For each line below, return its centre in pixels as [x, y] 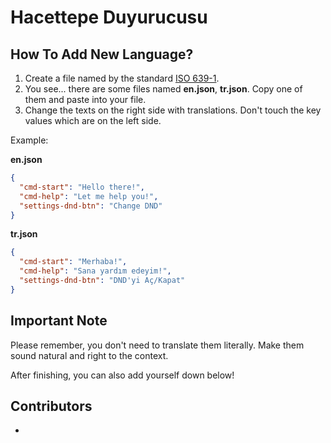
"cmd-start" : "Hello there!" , [82, 187]
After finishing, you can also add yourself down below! [122, 375]
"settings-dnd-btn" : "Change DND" [91, 206]
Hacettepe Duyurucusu [109, 17]
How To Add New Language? [102, 54]
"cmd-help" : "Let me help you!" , [89, 196]
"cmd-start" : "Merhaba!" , [73, 262]
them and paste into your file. [85, 99]
